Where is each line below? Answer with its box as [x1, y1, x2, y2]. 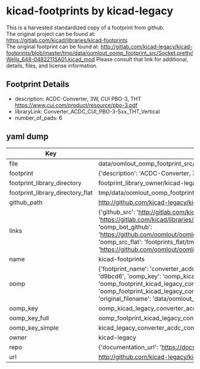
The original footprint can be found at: [6, 43, 99, 50]
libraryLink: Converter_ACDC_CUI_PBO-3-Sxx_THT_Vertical [14, 107, 160, 115]
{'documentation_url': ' [98, 343, 162, 351]
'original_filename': [98, 294, 152, 303]
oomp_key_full [9, 313, 49, 322]
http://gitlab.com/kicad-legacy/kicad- [100, 43, 193, 50]
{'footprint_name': [98, 265, 149, 273]
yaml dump [6, 131, 49, 142]
